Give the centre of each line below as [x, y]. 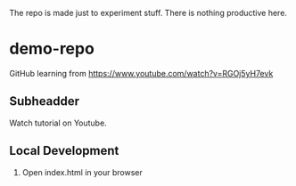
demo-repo [52, 49]
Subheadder [45, 101]
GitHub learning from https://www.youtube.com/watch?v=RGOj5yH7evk [141, 73]
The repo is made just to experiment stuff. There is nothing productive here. [148, 13]
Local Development [64, 151]
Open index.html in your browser [82, 172]
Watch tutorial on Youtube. [58, 123]
